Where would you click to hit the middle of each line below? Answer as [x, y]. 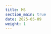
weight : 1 [16, 24]
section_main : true [26, 14]
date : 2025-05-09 [23, 19]
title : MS [16, 10]
